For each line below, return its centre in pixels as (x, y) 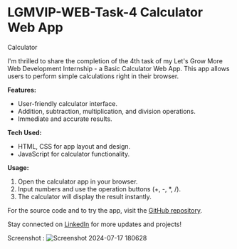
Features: (22, 90)
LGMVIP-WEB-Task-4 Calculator (105, 12)
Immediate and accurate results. (65, 119)
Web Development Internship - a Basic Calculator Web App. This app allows (118, 68)
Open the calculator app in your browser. (78, 181)
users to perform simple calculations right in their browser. (93, 76)
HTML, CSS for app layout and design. (74, 146)
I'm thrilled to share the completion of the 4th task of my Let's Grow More (115, 60)
